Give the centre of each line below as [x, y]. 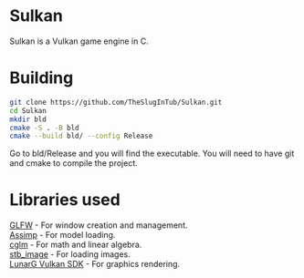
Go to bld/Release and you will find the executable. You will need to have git [152, 154]
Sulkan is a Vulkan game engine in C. [79, 41]
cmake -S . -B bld [44, 128]
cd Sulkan [28, 110]
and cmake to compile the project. [74, 163]
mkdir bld [28, 119]
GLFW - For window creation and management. [99, 225]
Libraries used [65, 200]
